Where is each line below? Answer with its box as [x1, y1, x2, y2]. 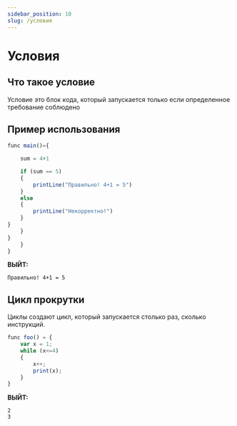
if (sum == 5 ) [20, 168, 62, 176]
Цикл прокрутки [7, 293, 85, 305]
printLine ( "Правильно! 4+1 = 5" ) [33, 181, 133, 188]
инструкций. [7, 320, 45, 329]
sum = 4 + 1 [20, 155, 50, 163]
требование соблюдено [7, 103, 81, 111]
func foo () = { [7, 334, 53, 341]
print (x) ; [33, 367, 62, 375]
